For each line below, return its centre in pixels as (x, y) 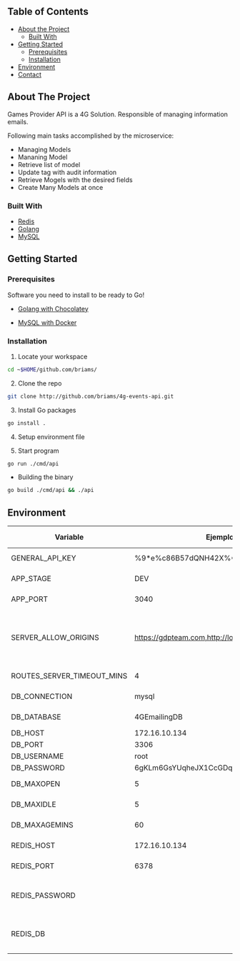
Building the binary (45, 477)
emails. (18, 121)
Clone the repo (40, 383)
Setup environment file (51, 437)
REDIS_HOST (33, 845)
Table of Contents (48, 12)
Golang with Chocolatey (53, 308)
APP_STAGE (31, 579)
